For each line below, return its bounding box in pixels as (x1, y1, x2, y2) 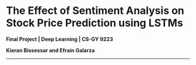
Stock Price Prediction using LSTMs (6, 16, 184, 30)
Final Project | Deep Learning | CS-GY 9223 (6, 35, 113, 42)
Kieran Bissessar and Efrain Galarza (6, 46, 95, 53)
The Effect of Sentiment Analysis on (6, 4, 185, 17)
